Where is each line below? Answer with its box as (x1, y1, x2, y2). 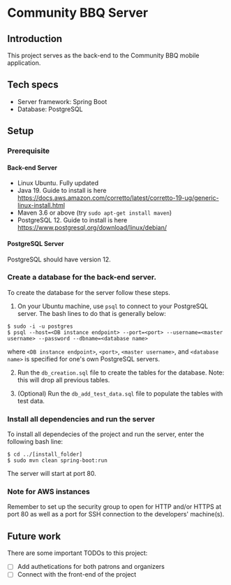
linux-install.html (17, 201, 65, 210)
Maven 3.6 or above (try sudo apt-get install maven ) (17, 208, 172, 217)
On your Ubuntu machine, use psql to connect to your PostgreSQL (17, 302, 209, 310)
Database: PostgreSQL (17, 105, 83, 113)
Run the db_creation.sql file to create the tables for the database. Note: (17, 368, 225, 377)
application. (7, 59, 41, 67)
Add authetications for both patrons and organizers (17, 563, 165, 571)
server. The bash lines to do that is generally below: (17, 309, 166, 317)
